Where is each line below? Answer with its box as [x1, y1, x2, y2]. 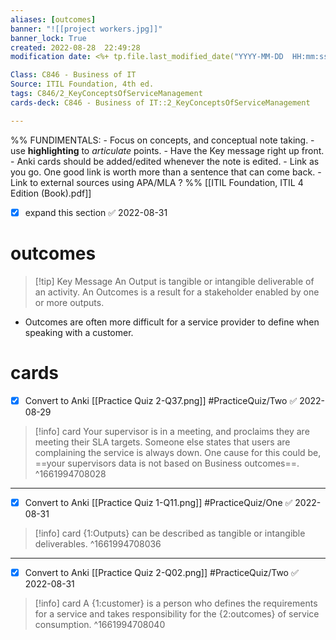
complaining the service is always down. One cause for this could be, [34, 446, 322, 458]
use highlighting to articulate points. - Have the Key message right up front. [10, 144, 325, 156]
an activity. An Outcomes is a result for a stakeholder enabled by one [34, 286, 320, 298]
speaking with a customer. [24, 326, 134, 338]
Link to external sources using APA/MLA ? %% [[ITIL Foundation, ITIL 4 [10, 176, 304, 188]
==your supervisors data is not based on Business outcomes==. [34, 457, 300, 469]
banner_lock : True [10, 33, 87, 43]
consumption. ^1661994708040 [34, 618, 166, 630]
